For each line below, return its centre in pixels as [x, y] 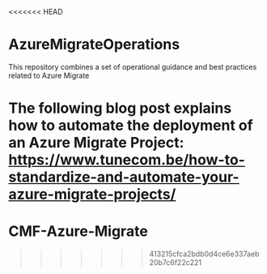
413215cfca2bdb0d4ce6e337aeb [204, 254]
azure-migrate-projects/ [92, 195]
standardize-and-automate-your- [124, 177]
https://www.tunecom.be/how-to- [127, 160]
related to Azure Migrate [49, 75]
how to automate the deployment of [131, 126]
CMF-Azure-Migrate [78, 231]
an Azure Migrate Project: [96, 143]
